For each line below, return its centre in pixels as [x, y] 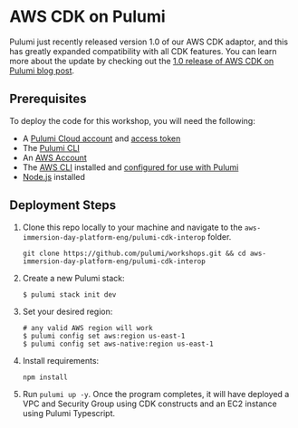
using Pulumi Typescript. [69, 413]
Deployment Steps [62, 205]
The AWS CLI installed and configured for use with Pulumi [130, 167]
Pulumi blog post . [42, 71]
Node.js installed [54, 176]
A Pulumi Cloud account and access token [101, 138]
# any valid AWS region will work [87, 328]
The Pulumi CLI [51, 147]
